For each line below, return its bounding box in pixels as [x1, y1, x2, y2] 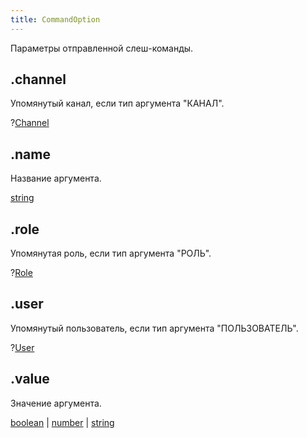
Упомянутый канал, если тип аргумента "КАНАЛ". [10, 97, 225, 110]
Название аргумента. [10, 172, 102, 185]
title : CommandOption [10, 14, 101, 25]
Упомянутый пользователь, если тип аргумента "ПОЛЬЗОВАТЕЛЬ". [10, 322, 299, 334]
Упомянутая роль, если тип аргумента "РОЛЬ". [10, 247, 212, 260]
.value [10, 371, 50, 388]
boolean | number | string [10, 416, 115, 428]
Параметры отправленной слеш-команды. [10, 42, 194, 54]
